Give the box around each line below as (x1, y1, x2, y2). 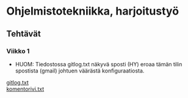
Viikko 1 (6, 47, 30, 55)
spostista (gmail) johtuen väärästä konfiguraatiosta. (15, 67, 145, 74)
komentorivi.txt (6, 85, 45, 93)
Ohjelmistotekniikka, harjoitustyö (6, 4, 179, 18)
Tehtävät (6, 29, 41, 39)
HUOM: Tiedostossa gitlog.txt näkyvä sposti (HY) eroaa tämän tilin (15, 60, 183, 68)
